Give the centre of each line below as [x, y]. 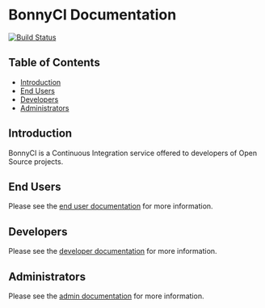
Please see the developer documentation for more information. [113, 251]
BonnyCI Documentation [93, 15]
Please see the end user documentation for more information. [111, 206]
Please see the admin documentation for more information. [106, 296]
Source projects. [36, 161]
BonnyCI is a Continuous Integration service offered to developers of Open [132, 153]
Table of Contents [55, 63]
